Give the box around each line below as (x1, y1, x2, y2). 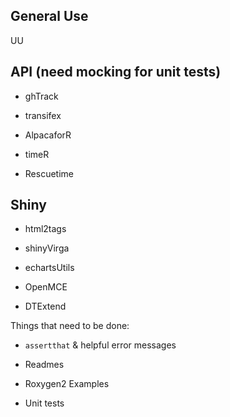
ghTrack (24, 90, 59, 102)
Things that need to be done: (10, 320, 130, 332)
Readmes (24, 359, 65, 371)
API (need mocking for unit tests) (10, 64, 222, 81)
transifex (24, 109, 62, 121)
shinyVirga (24, 242, 70, 254)
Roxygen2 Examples (24, 378, 110, 390)
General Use (10, 8, 89, 25)
